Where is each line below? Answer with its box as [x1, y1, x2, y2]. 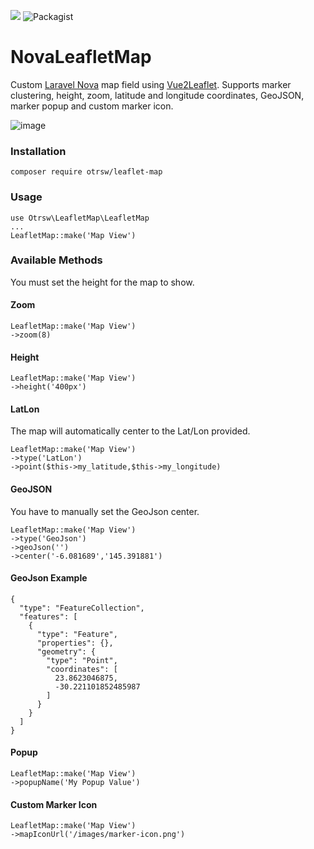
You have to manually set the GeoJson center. [10, 505, 200, 517]
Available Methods [10, 253, 103, 267]
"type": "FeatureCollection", [19, 603, 145, 613]
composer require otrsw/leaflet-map [10, 167, 163, 177]
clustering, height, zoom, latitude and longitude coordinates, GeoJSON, [10, 89, 305, 101]
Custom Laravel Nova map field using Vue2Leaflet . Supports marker [10, 78, 292, 90]
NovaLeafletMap [10, 46, 152, 69]
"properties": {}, [36, 638, 114, 648]
